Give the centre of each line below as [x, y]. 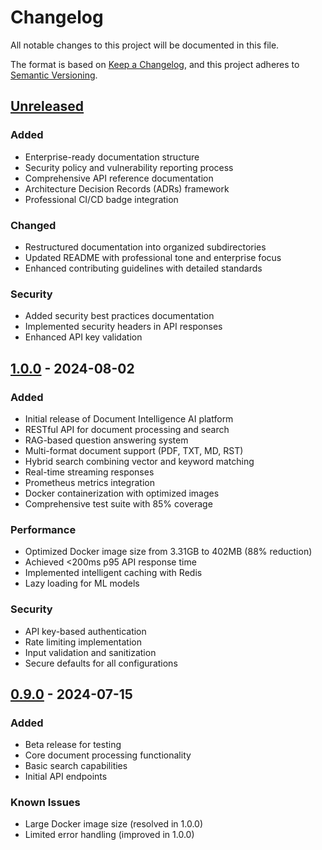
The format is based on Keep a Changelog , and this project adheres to [155, 64]
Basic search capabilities [76, 766]
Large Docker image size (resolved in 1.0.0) [114, 824]
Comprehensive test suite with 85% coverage [118, 503]
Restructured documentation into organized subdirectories [145, 247]
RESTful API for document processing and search [127, 429]
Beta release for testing [73, 745]
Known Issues [45, 803]
